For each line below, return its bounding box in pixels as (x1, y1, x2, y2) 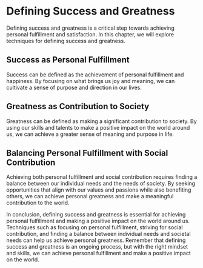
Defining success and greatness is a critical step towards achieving (6, 24, 175, 32)
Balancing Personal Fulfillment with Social (6, 147, 168, 158)
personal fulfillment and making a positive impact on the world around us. (6, 217, 190, 225)
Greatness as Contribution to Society (6, 101, 150, 112)
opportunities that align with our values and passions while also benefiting (6, 186, 191, 193)
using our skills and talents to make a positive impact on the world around (6, 124, 190, 131)
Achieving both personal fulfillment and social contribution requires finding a (6, 173, 198, 181)
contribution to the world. (6, 199, 70, 207)
